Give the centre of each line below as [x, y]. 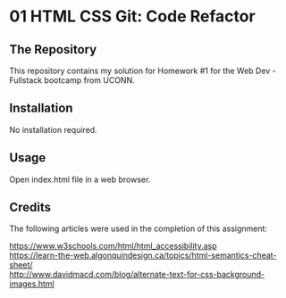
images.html [32, 284]
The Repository [53, 50]
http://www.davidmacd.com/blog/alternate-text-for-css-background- [137, 275]
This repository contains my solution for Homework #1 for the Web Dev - [143, 70]
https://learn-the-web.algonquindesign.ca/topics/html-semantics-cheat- [143, 255]
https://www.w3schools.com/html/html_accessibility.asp [113, 246]
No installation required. [53, 129]
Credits [30, 207]
